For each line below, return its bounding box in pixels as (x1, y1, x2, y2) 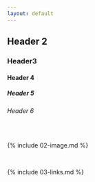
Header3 (7, 56, 37, 65)
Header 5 (7, 89, 34, 97)
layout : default (7, 10, 54, 17)
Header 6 (7, 106, 34, 114)
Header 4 (7, 73, 34, 81)
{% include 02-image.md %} (7, 141, 89, 150)
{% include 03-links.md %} (7, 168, 85, 176)
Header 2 (7, 36, 48, 48)
